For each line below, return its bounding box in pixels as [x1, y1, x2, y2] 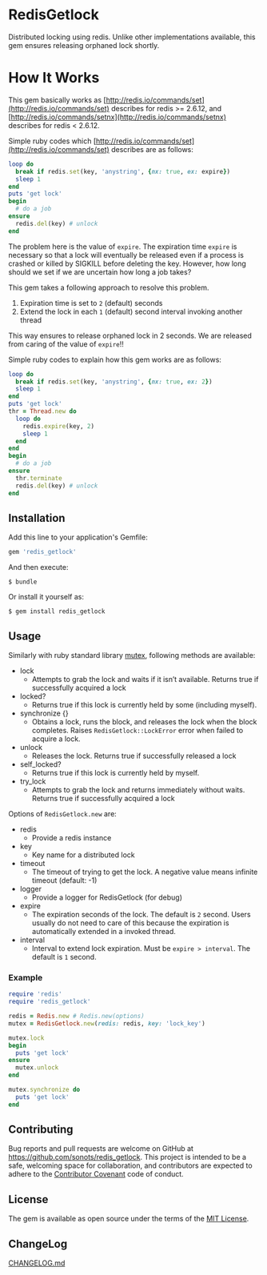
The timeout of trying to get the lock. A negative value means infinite [31, 867, 258, 876]
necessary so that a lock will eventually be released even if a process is [8, 250, 244, 259]
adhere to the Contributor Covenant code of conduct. [8, 1169, 184, 1179]
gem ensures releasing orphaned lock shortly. [8, 40, 160, 50]
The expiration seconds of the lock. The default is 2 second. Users [31, 910, 251, 919]
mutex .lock [8, 1034, 45, 1042]
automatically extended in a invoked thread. [31, 927, 176, 936]
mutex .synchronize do [8, 1086, 81, 1094]
